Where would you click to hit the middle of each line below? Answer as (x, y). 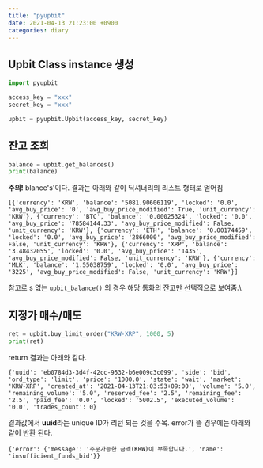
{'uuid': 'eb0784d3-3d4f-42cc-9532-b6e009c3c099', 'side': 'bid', (120, 372)
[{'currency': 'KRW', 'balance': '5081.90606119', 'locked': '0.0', (123, 203)
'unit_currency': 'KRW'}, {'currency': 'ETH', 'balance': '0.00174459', (130, 230)
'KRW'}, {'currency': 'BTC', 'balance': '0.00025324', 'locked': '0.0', (130, 217)
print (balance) (33, 172)
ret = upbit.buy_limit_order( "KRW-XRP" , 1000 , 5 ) (92, 334)
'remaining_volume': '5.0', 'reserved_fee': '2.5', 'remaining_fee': (125, 393)
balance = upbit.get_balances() (61, 164)
